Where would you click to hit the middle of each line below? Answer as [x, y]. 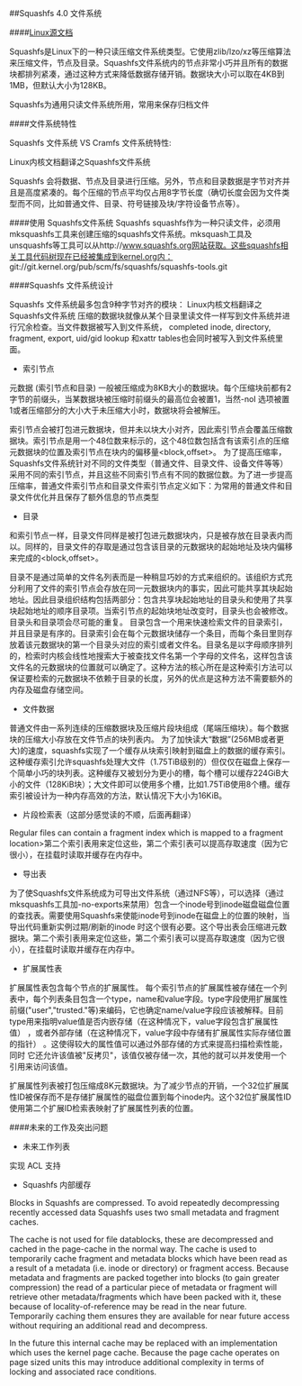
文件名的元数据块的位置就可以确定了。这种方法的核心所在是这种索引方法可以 [151, 667]
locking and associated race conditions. [83, 1372]
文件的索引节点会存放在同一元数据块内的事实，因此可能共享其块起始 [166, 588]
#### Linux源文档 [41, 32]
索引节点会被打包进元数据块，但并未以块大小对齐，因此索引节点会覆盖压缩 [147, 429]
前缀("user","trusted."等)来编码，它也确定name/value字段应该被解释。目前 [147, 1010]
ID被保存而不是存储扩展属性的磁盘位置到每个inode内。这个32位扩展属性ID [154, 1097]
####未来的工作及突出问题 [59, 1127]
